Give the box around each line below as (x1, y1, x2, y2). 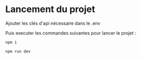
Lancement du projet (5, 4, 96, 15)
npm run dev (5, 49, 31, 54)
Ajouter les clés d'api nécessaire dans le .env (5, 20, 101, 26)
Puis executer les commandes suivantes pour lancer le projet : (5, 30, 136, 36)
